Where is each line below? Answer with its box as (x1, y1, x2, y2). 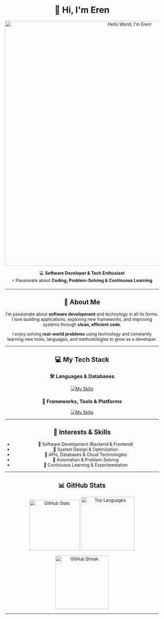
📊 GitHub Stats (58, 481, 106, 489)
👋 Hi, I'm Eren (54, 4, 110, 16)
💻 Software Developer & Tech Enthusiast (39, 270, 125, 276)
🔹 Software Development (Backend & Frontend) (38, 441, 133, 447)
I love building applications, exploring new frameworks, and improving (11, 316, 153, 322)
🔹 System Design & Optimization (53, 446, 118, 452)
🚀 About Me (63, 298, 101, 307)
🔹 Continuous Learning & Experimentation (43, 462, 128, 468)
